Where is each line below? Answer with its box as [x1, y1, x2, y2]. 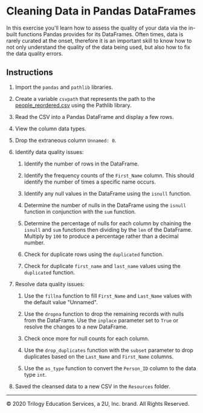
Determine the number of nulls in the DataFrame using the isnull [24, 201, 187, 209]
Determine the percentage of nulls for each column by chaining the [24, 219, 192, 227]
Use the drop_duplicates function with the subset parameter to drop [24, 346, 193, 354]
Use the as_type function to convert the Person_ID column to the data [24, 364, 196, 372]
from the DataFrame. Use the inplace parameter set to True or [24, 316, 179, 324]
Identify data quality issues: [14, 148, 84, 155]
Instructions [6, 68, 53, 78]
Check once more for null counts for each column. [24, 335, 150, 342]
